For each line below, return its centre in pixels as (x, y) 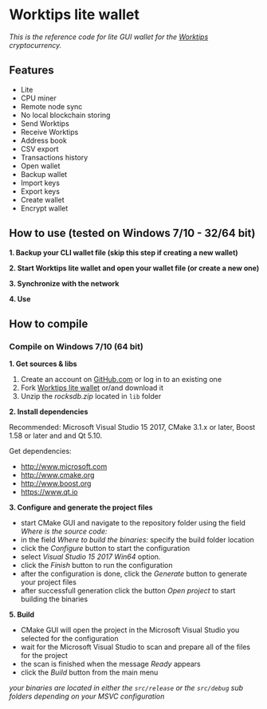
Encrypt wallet (44, 208)
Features (31, 71)
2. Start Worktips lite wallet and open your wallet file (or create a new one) (134, 268)
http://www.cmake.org (57, 475)
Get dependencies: (40, 451)
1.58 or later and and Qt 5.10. (56, 435)
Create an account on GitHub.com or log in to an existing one (121, 380)
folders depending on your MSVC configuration (87, 696)
